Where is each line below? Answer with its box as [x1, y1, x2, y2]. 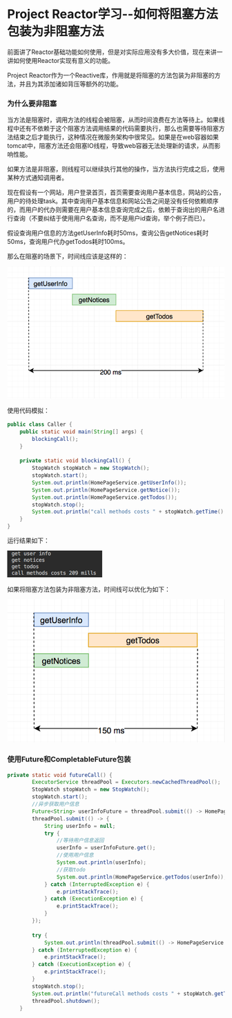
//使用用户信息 [56, 851, 95, 859]
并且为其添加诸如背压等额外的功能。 [19, 79, 122, 88]
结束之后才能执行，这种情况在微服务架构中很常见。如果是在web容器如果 [12, 133, 219, 142]
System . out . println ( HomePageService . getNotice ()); [32, 487, 181, 493]
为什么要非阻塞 [7, 98, 57, 108]
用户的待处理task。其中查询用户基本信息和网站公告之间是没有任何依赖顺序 [7, 197, 219, 205]
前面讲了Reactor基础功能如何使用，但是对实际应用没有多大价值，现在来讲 [7, 48, 217, 56]
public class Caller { [7, 421, 72, 428]
